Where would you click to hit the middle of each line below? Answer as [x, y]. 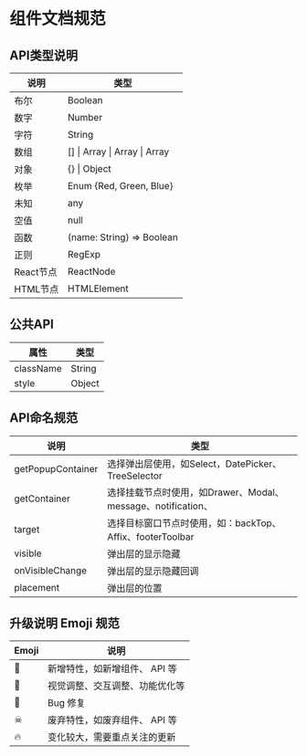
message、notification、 [159, 506]
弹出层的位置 [134, 588]
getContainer [42, 499]
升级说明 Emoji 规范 [65, 623]
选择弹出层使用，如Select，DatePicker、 [194, 464]
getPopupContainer [56, 468]
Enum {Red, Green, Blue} [120, 186]
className [38, 368]
